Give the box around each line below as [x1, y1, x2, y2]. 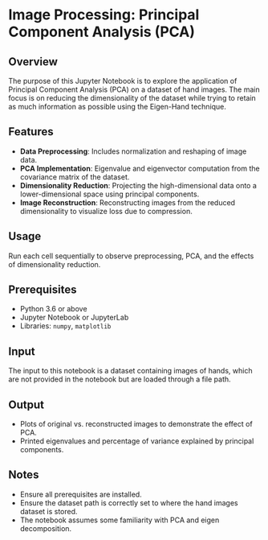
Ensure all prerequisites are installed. [19, 489, 142, 499]
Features [8, 125, 54, 138]
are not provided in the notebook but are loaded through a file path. [8, 374, 231, 384]
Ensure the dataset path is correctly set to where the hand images [19, 497, 238, 508]
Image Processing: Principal [8, 6, 200, 24]
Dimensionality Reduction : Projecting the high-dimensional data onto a [19, 180, 257, 190]
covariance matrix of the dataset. [19, 171, 130, 182]
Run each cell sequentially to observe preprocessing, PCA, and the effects [8, 251, 254, 261]
